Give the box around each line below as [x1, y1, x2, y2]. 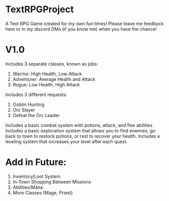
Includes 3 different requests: [5, 91, 67, 98]
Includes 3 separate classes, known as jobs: [5, 60, 99, 67]
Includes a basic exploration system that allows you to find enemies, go [5, 127, 156, 133]
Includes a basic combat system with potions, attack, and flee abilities [5, 122, 153, 128]
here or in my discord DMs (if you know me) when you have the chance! [5, 26, 157, 32]
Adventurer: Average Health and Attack [12, 76, 95, 82]
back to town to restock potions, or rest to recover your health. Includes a [5, 133, 160, 139]
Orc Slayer [12, 106, 35, 113]
